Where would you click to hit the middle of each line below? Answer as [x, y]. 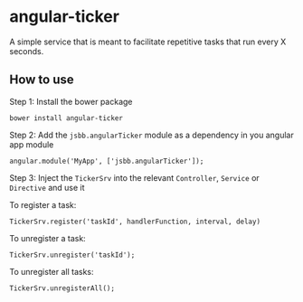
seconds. [27, 51]
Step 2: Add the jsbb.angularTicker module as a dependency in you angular [151, 135]
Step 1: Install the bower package [71, 101]
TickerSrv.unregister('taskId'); [72, 255]
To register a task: [43, 204]
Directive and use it [47, 187]
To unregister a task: [47, 238]
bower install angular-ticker [66, 118]
